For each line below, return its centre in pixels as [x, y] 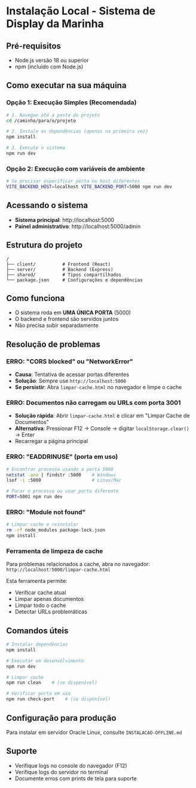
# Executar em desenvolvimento [45, 661]
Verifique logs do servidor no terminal [62, 772]
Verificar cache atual [40, 592]
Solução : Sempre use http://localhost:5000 [71, 381]
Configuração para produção [61, 718]
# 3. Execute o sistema [36, 148]
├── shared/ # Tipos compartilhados [64, 275]
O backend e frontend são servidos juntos [67, 319]
